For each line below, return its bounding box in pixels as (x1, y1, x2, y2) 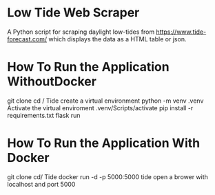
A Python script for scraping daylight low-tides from (7, 28, 155, 36)
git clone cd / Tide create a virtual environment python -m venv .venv (7, 96, 204, 105)
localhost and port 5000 (7, 180, 76, 188)
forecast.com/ (7, 34, 48, 43)
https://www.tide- (156, 28, 207, 36)
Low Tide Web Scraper (7, 5, 140, 21)
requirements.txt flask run (7, 111, 81, 119)
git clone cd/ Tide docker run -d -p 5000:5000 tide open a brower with (7, 172, 209, 181)
